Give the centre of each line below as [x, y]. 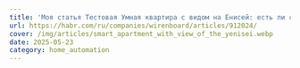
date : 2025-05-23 [42, 42]
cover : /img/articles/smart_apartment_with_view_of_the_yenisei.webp [142, 34]
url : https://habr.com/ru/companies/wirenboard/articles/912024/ [133, 26]
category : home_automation [59, 50]
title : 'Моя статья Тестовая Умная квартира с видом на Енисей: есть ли [147, 17]
